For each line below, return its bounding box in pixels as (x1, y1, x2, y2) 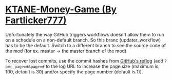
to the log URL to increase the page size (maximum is (45, 63, 159, 69)
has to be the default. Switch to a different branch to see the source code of (5, 42, 166, 48)
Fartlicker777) (5, 14, 67, 26)
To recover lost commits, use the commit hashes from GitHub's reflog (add (5, 57, 163, 64)
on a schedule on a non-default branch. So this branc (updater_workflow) (5, 37, 161, 43)
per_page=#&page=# (5, 64, 45, 69)
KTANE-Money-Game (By (5, 4, 117, 15)
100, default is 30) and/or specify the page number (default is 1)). (5, 68, 143, 75)
